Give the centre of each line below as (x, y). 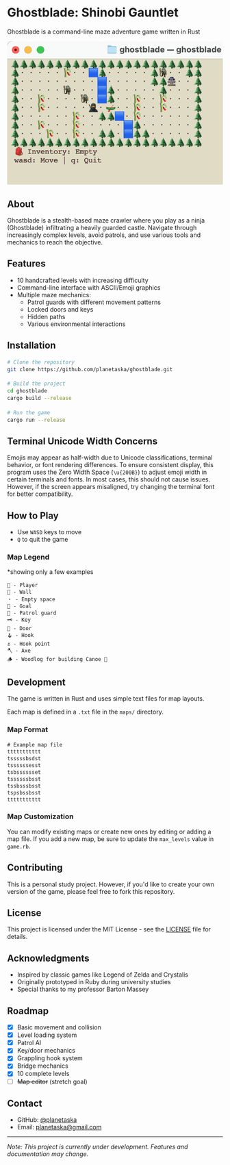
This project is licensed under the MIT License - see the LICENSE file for (109, 929)
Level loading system (47, 1035)
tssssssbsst (24, 779)
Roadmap (28, 1011)
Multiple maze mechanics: (54, 295)
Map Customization (40, 816)
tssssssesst (24, 765)
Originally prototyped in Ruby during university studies (94, 982)
